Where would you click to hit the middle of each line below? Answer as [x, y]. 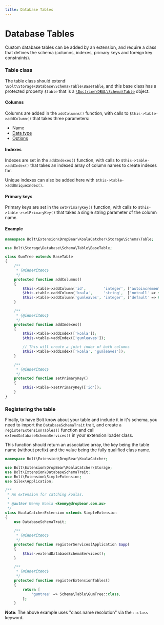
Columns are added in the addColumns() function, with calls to [67, 113]
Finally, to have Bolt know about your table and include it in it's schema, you [81, 420]
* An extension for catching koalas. [45, 495]
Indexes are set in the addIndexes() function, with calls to [62, 160]
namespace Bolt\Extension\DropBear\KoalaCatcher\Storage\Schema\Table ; [79, 239]
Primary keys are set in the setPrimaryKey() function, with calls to [71, 207]
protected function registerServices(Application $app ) [72, 544]
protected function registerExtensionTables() [62, 581]
